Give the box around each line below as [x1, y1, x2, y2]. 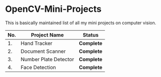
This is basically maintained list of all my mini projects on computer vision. [5, 20, 157, 26]
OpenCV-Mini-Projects [5, 3, 102, 15]
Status [82, 31, 99, 38]
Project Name [31, 31, 64, 38]
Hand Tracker [20, 39, 53, 46]
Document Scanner [20, 48, 66, 55]
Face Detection [20, 64, 56, 71]
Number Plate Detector [20, 56, 74, 63]
